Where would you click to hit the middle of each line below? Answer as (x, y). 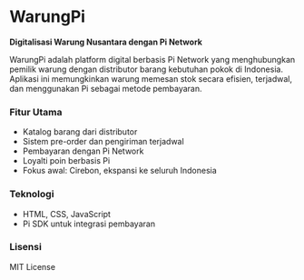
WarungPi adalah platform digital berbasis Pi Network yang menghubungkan (152, 59)
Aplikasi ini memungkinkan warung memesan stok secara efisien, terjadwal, (151, 78)
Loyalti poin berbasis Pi (66, 161)
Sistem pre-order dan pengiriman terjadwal (103, 142)
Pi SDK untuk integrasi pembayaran (89, 224)
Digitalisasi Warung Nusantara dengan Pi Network (106, 42)
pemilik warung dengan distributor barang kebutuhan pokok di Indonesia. (147, 69)
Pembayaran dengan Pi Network (83, 151)
